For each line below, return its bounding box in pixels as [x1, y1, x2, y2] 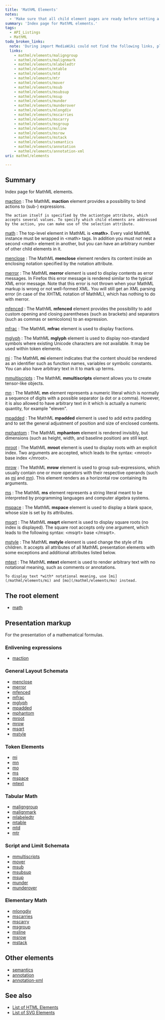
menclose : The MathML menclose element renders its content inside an [5, 255, 152, 261]
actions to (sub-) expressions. [5, 203, 66, 209]
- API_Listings [9, 30, 41, 35]
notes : [5, 12, 19, 17]
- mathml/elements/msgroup [14, 121, 69, 126]
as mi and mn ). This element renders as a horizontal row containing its [5, 475, 147, 481]
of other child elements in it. [5, 246, 62, 252]
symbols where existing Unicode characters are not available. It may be [5, 340, 150, 346]
